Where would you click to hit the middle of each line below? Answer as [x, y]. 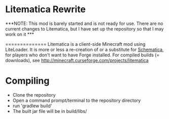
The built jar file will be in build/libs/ [50, 111]
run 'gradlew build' [32, 106]
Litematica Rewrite [46, 9]
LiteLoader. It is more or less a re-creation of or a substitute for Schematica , [84, 49]
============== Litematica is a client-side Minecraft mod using [75, 44]
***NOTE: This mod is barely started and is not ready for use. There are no [84, 23]
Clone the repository [34, 95]
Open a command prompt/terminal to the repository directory [77, 100]
